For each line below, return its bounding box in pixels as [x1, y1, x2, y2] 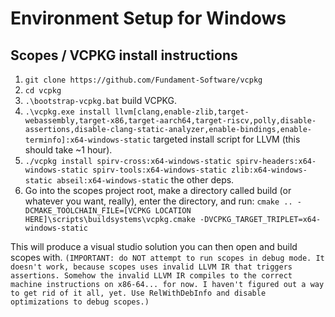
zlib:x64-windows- [231, 165, 308, 175]
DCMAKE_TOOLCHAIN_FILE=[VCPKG [24, 206, 152, 216]
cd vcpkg [24, 86, 62, 96]
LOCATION [154, 206, 192, 216]
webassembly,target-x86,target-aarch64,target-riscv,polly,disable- [24, 116, 317, 126]
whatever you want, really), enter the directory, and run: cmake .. [24, 195, 293, 207]
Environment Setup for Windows [10, 7, 287, 30]
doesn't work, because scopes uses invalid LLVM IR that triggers [10, 262, 293, 272]
